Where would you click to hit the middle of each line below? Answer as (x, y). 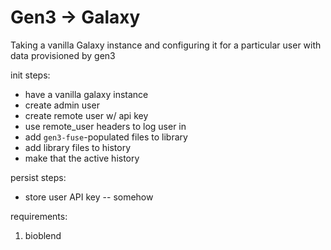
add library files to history (78, 147)
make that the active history (82, 158)
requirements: (39, 216)
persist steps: (38, 177)
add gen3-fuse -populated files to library (106, 137)
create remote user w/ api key (86, 115)
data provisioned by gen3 (63, 55)
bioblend (43, 235)
